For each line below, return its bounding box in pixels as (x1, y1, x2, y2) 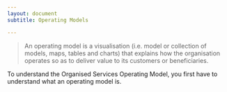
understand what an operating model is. (7, 77, 122, 85)
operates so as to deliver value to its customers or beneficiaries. (24, 56, 209, 64)
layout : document (7, 10, 58, 17)
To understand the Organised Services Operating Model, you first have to (7, 70, 218, 78)
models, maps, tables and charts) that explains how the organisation (24, 49, 221, 57)
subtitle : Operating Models (7, 17, 89, 24)
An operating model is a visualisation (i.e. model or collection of (24, 42, 207, 50)
